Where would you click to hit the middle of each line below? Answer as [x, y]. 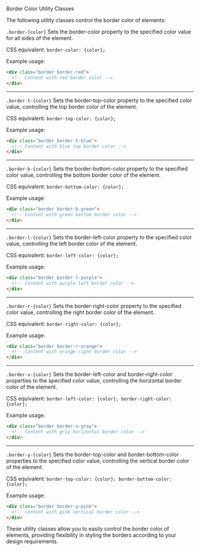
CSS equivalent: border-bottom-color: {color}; [65, 187]
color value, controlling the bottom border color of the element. [83, 175]
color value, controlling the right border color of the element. [80, 312]
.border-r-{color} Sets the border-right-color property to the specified [94, 306]
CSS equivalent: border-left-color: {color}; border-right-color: [89, 399]
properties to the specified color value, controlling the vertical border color [98, 461]
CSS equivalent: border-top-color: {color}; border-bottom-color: [89, 478]
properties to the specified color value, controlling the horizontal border [94, 381]
